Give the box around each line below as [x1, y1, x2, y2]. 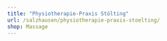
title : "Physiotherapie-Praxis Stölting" [7, 10, 129, 17]
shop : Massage [7, 23, 49, 30]
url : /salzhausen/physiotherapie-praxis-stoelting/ [7, 17, 160, 24]
